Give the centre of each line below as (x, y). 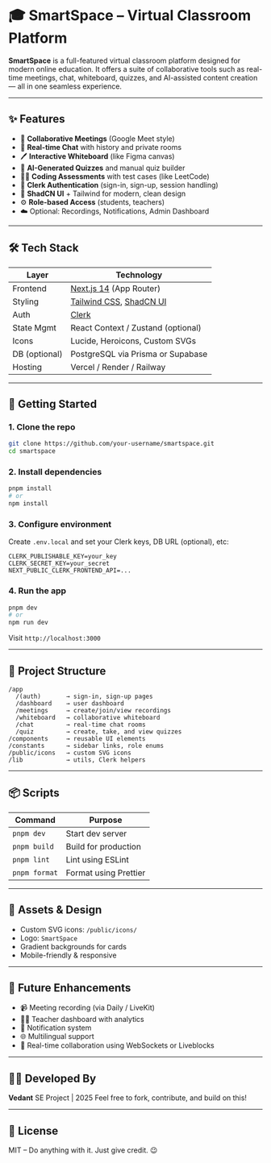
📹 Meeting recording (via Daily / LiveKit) (88, 1007)
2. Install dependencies (55, 471)
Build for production (103, 846)
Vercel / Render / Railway (118, 367)
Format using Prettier (106, 873)
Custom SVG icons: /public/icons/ (78, 929)
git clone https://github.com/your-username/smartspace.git (112, 444)
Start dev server (96, 833)
